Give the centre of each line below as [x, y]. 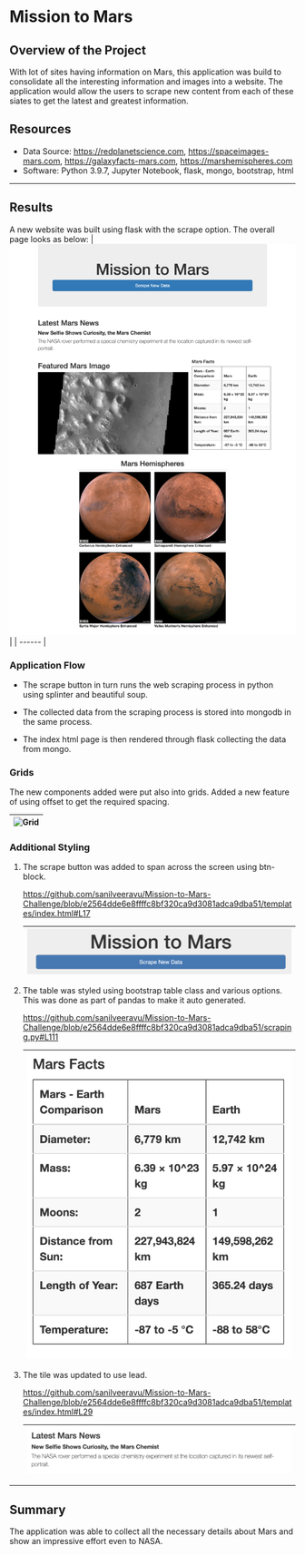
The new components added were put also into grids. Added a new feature [150, 792]
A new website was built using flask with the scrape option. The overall [142, 230]
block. [34, 876]
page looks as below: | [51, 239]
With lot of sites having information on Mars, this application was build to [145, 72]
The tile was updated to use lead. [85, 1375]
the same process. [57, 721]
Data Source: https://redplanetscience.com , [104, 151]
